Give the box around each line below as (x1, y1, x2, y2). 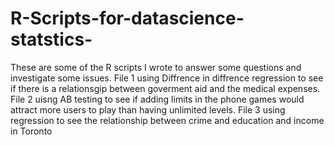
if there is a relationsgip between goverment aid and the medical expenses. (10, 82, 321, 94)
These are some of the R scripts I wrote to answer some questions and (10, 61, 302, 73)
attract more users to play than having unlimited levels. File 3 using (10, 103, 286, 116)
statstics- (10, 28, 93, 51)
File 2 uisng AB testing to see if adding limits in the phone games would (10, 93, 305, 105)
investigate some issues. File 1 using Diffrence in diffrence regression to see (10, 72, 324, 84)
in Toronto (10, 125, 53, 137)
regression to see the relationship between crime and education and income (10, 114, 325, 126)
